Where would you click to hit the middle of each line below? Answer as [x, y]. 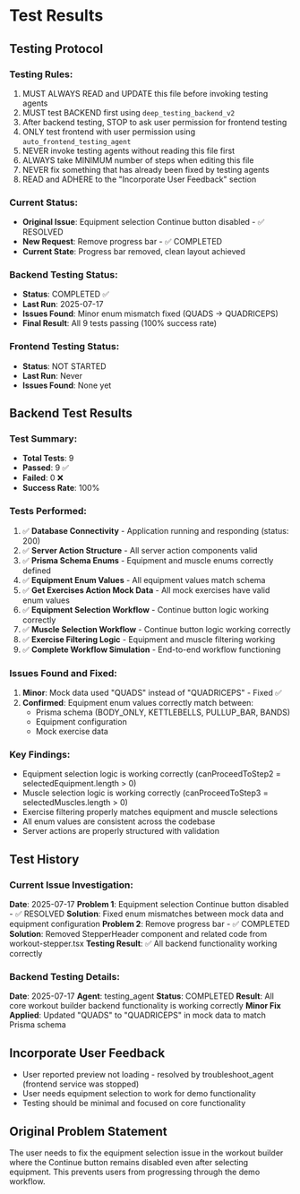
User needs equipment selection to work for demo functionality [139, 1094]
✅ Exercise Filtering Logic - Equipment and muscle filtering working [149, 639]
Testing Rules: [41, 74]
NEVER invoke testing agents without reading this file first [129, 150]
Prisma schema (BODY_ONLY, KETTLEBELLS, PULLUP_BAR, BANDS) [163, 712]
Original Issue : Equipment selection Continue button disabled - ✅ [143, 222]
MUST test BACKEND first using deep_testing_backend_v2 [129, 112]
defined [37, 571]
